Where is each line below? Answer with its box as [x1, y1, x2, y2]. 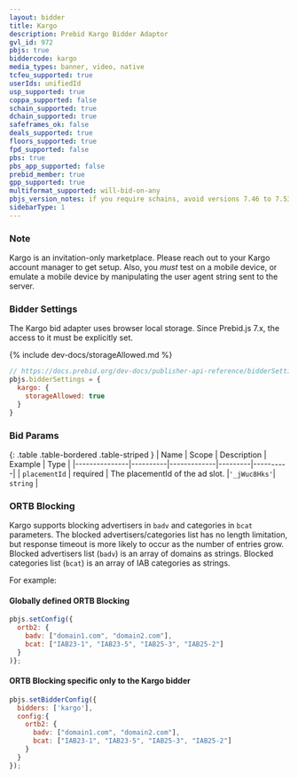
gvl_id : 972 [9, 37, 53, 47]
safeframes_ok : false [9, 121, 90, 130]
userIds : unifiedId [9, 79, 82, 88]
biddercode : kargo [9, 54, 77, 63]
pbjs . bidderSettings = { [9, 375, 101, 385]
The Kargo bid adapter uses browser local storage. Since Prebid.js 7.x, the [9, 323, 280, 334]
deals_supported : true [9, 129, 93, 138]
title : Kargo [9, 21, 58, 30]
